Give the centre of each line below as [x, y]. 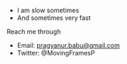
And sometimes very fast [54, 18]
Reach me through [34, 32]
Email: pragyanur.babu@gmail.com [68, 45]
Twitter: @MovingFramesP [56, 53]
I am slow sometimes [48, 10]
